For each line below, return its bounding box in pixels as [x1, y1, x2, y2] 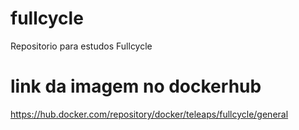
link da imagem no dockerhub [10, 75, 262, 98]
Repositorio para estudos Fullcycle [10, 40, 153, 52]
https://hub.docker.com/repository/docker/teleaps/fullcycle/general [10, 108, 289, 120]
